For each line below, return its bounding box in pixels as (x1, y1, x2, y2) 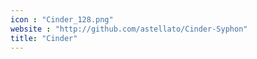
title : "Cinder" (10, 33, 78, 43)
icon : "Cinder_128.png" (10, 14, 114, 25)
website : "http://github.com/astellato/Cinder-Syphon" (10, 24, 248, 34)
